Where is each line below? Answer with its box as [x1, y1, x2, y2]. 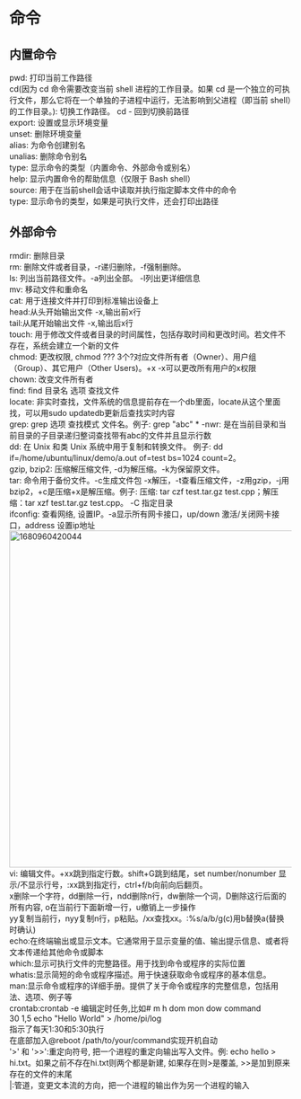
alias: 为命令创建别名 [9, 140, 86, 150]
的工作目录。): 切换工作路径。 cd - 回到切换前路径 [9, 106, 190, 117]
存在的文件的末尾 [9, 1068, 73, 1079]
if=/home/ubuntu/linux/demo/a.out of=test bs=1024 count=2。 [9, 452, 242, 463]
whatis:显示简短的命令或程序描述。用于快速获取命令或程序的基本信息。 [9, 969, 271, 979]
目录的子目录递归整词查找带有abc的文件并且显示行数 [16, 430, 212, 440]
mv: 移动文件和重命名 [9, 284, 88, 295]
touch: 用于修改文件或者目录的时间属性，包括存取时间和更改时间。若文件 [9, 329, 279, 340]
